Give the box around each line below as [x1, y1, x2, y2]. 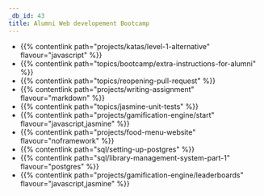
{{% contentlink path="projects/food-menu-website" [19, 127, 196, 137]
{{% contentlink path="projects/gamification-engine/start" [19, 110, 215, 119]
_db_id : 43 [8, 11, 45, 20]
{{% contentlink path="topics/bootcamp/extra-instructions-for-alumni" [19, 58, 257, 69]
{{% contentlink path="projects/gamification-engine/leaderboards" [19, 170, 244, 180]
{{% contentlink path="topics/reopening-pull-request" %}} [19, 76, 216, 85]
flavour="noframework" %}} [19, 136, 115, 145]
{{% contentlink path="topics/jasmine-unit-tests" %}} [19, 102, 199, 111]
